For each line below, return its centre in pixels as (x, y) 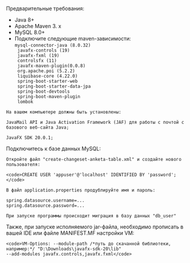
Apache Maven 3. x (38, 26)
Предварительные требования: (45, 9)
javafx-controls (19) (44, 50)
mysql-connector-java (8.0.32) (53, 45)
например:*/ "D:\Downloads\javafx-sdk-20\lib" (64, 249)
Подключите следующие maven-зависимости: (73, 38)
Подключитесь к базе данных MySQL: (53, 149)
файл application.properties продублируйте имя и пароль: (84, 190)
